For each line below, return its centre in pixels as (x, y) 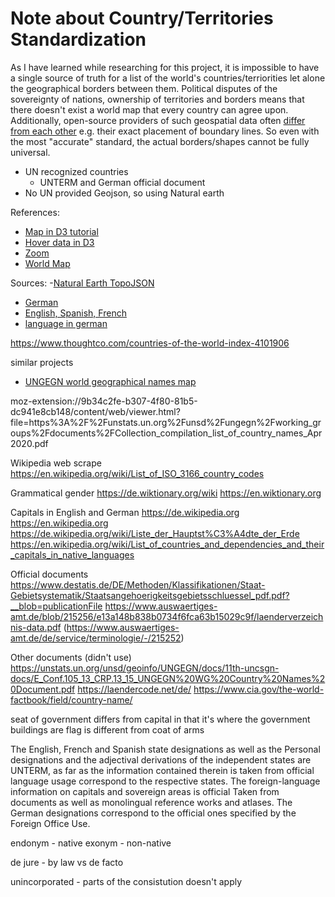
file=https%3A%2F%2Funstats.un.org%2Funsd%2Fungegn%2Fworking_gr (166, 422)
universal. (30, 152)
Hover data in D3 (59, 242)
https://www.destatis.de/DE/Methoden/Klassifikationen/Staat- (138, 584)
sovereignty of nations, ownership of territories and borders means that (157, 99)
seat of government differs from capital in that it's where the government (160, 719)
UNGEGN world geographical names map (110, 381)
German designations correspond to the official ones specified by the (153, 813)
